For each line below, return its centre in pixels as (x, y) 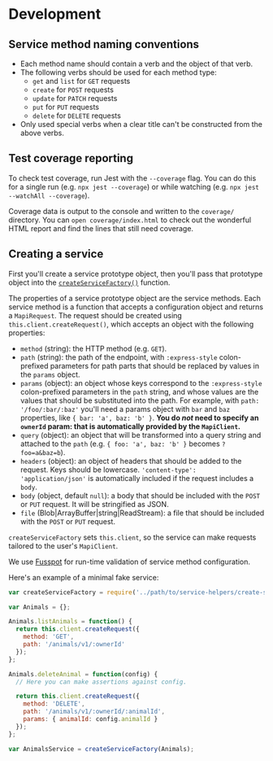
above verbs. (42, 133)
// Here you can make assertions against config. (101, 682)
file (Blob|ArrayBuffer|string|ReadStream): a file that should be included (142, 513)
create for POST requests (73, 90)
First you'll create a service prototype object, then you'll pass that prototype (136, 273)
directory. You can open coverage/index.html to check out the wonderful (130, 220)
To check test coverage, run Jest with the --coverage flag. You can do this (132, 178)
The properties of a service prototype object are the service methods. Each (135, 298)
